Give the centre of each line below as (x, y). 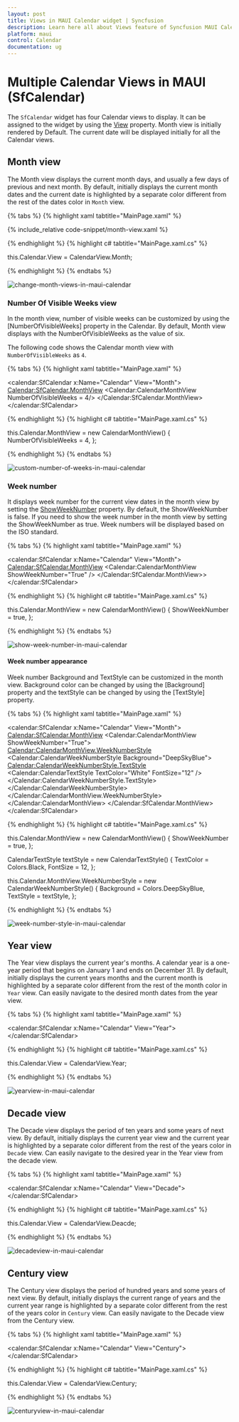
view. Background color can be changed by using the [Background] (106, 684)
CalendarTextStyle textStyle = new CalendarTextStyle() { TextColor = (108, 859)
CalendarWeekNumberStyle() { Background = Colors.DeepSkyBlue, (106, 888)
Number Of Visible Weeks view (62, 303)
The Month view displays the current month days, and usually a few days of (118, 179)
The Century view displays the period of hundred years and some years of (117, 1290)
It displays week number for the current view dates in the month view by (113, 502)
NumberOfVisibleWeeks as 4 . (47, 355)
